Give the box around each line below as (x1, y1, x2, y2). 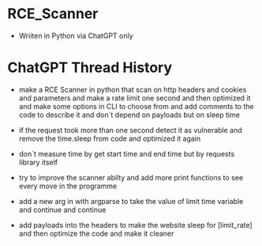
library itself (18, 157, 58, 167)
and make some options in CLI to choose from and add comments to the (18, 101, 254, 111)
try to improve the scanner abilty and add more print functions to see (18, 172, 244, 182)
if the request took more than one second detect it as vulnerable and (18, 125, 242, 134)
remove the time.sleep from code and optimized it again (18, 134, 201, 143)
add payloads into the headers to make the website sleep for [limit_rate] (18, 220, 253, 229)
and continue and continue (18, 205, 107, 214)
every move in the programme (18, 181, 118, 191)
